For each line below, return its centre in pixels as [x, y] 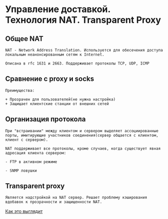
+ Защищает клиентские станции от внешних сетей [57, 104]
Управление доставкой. [58, 9]
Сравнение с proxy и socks [50, 79]
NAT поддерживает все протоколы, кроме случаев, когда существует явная [83, 148]
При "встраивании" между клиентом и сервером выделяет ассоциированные [82, 131]
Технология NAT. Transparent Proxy [83, 20]
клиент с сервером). [27, 140]
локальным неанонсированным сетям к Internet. [55, 54]
